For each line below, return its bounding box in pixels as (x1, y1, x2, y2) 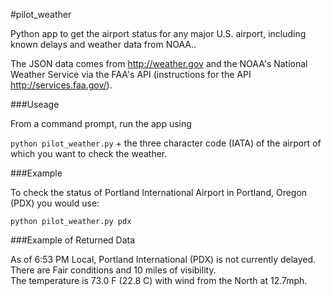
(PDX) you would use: (10, 197, 100, 209)
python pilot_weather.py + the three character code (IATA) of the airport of (10, 137, 322, 149)
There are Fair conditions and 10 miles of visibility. (10, 264, 217, 276)
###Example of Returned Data (10, 234, 136, 246)
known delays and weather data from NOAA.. (10, 39, 197, 50)
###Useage (10, 99, 60, 110)
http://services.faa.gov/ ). (10, 79, 113, 91)
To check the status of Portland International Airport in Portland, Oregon (10, 187, 308, 198)
